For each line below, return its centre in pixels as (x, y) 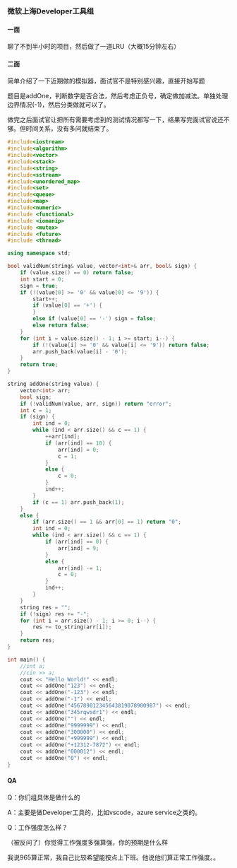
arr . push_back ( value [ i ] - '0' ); (80, 351)
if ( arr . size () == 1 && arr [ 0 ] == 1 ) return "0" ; (107, 522)
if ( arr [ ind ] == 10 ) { (78, 443)
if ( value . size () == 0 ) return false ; (77, 273)
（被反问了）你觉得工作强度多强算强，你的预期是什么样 (87, 843)
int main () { (26, 659)
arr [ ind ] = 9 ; (78, 548)
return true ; (39, 365)
